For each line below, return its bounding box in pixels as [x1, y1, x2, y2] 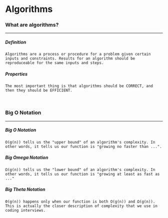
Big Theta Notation [5, 186, 46, 192]
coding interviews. [5, 207, 46, 213]
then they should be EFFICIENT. [5, 88, 72, 93]
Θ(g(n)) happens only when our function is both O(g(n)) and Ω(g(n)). [5, 199, 155, 204]
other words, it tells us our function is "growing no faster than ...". [5, 144, 162, 149]
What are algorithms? [5, 21, 59, 28]
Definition [5, 39, 26, 45]
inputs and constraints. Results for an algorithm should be [5, 56, 135, 61]
